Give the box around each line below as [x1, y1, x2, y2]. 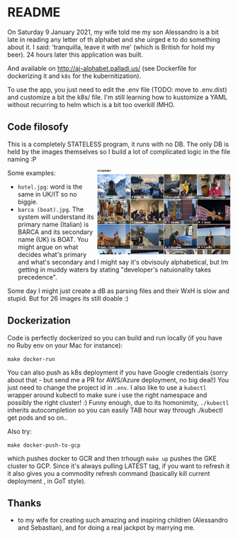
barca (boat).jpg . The [17, 205, 84, 213]
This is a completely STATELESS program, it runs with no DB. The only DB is [7, 140, 229, 148]
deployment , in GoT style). [7, 477, 86, 485]
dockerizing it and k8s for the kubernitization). [7, 72, 142, 80]
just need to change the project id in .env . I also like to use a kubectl [7, 383, 207, 391]
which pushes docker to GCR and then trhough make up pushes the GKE [7, 454, 217, 462]
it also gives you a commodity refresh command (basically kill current [7, 469, 210, 477]
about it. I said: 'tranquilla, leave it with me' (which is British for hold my [7, 43, 215, 51]
